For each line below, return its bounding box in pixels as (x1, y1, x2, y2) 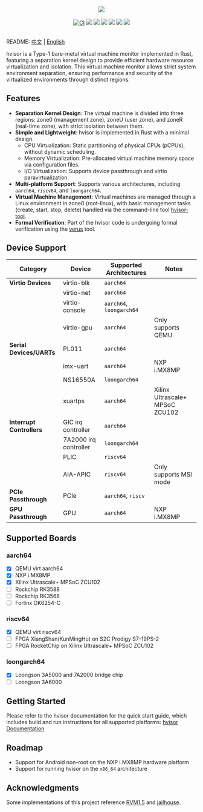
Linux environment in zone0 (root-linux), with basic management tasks (14, 199, 192, 206)
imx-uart (63, 361, 89, 370)
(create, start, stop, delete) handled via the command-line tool (14, 206, 170, 213)
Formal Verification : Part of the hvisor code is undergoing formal (14, 219, 178, 226)
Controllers (9, 425, 43, 434)
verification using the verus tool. (14, 225, 95, 233)
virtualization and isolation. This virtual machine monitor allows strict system (6, 63, 196, 70)
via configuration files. (24, 160, 80, 168)
